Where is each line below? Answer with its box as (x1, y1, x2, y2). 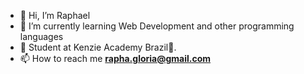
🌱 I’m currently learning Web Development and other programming (19, 20, 295, 32)
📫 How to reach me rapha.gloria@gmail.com (19, 53, 212, 64)
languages (19, 31, 64, 42)
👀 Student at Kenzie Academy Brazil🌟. (19, 41, 177, 53)
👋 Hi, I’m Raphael (19, 10, 91, 21)
